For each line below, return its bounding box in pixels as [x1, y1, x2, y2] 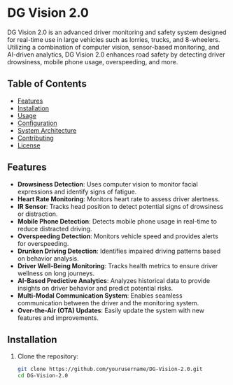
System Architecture [17, 126, 77, 134]
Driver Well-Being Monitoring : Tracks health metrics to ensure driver [17, 261, 218, 270]
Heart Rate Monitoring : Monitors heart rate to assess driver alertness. [17, 194, 220, 203]
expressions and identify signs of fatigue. [17, 187, 137, 196]
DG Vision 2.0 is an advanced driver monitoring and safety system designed [7, 28, 227, 36]
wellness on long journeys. [17, 269, 95, 277]
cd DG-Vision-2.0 [17, 372, 69, 379]
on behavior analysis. [17, 254, 79, 263]
